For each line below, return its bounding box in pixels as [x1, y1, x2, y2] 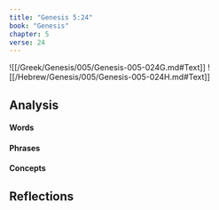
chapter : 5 [9, 29, 50, 38]
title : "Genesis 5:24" [9, 12, 93, 22]
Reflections [9, 189, 74, 204]
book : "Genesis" [9, 21, 69, 30]
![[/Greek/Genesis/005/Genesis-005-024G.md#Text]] [9, 62, 207, 73]
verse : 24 [9, 37, 46, 47]
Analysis [9, 97, 59, 112]
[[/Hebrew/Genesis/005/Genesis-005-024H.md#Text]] [9, 72, 211, 83]
